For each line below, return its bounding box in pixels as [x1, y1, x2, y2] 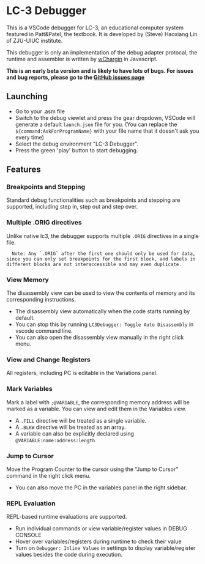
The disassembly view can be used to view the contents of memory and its [6, 289, 195, 297]
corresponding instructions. [6, 296, 76, 303]
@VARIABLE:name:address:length [15, 437, 95, 443]
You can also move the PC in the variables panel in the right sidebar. [15, 484, 188, 491]
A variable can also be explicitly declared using [15, 429, 135, 437]
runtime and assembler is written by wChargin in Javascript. [6, 55, 158, 62]
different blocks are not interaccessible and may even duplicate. [6, 261, 182, 267]
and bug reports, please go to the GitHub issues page [6, 73, 145, 81]
